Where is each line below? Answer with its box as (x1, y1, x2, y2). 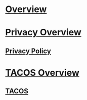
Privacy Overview (5, 27, 82, 38)
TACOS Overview (5, 67, 80, 78)
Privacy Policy (5, 46, 52, 55)
